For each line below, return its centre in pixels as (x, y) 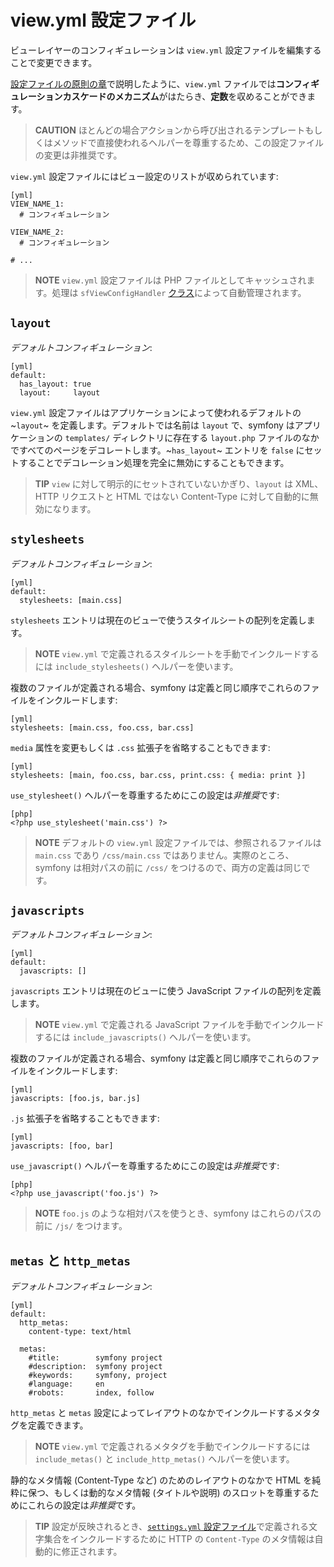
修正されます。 (92, 1552)
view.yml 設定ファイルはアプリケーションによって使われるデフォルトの (156, 412)
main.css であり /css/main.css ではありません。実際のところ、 (164, 855)
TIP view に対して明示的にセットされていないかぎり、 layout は (164, 483)
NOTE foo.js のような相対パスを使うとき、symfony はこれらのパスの (178, 1213)
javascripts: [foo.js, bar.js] (75, 1099)
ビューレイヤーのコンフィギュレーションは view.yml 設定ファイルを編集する (166, 50)
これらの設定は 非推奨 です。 (84, 1505)
